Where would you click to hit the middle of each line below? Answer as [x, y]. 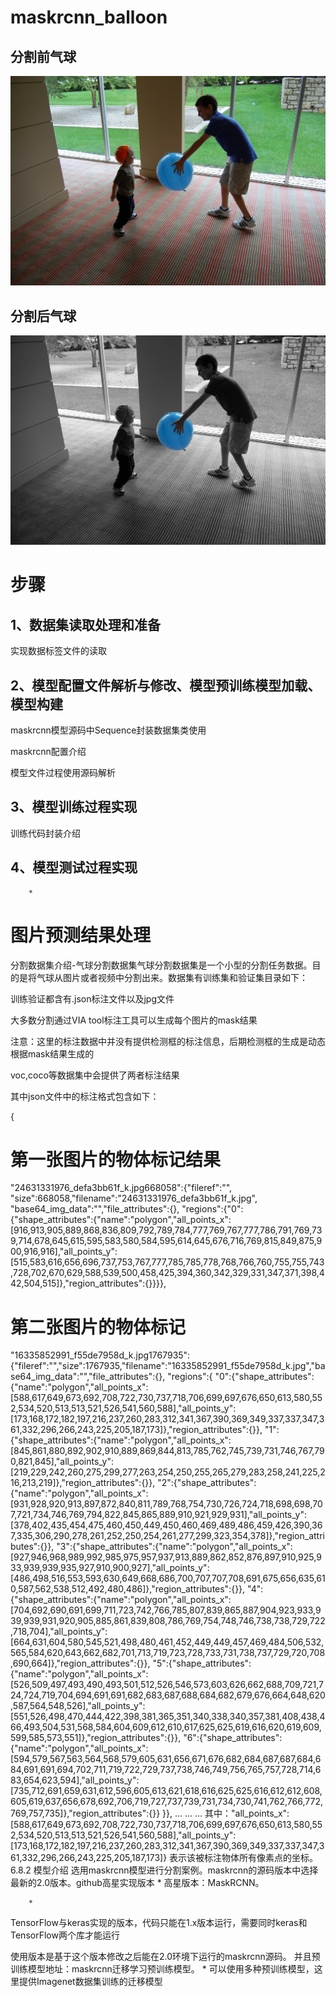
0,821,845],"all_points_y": [62, 1462]
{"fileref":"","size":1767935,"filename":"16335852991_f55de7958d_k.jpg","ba [168, 1366]
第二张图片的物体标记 [98, 1327]
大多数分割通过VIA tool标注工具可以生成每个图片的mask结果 [134, 1020]
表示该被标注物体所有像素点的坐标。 [244, 1858]
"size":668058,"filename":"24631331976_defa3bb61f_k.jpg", [134, 1198]
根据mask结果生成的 [52, 1053]
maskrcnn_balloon [89, 17]
